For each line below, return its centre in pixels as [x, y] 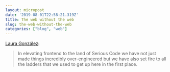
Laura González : [22, 43]
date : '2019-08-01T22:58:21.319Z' [42, 15]
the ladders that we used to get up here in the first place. [78, 64]
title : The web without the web [40, 19]
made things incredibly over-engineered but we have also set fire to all [92, 59]
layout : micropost [25, 10]
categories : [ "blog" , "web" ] [36, 29]
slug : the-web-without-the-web [39, 24]
